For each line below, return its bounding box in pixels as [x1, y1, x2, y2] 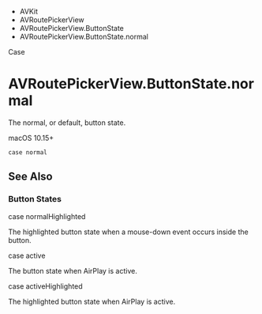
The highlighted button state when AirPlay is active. [8, 297, 176, 306]
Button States [8, 194, 62, 205]
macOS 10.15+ [8, 133, 54, 142]
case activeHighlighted [8, 281, 83, 291]
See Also [8, 170, 53, 183]
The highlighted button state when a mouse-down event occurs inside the [8, 227, 249, 236]
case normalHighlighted [8, 211, 86, 221]
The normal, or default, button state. [8, 118, 126, 127]
